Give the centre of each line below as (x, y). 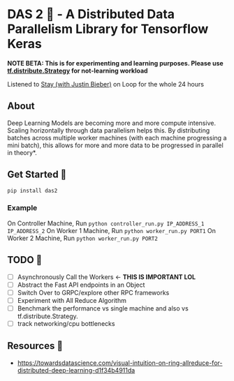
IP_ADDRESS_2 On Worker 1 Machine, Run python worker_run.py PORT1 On (112, 230)
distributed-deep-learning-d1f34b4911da (76, 370)
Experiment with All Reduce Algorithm (72, 300)
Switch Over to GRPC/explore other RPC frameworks (93, 292)
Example (22, 208)
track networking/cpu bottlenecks (66, 323)
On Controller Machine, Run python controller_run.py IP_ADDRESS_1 (106, 223)
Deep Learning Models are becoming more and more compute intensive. (112, 123)
